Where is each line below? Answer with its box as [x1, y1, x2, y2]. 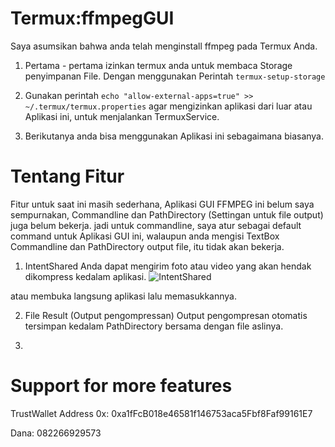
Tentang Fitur [10, 165, 125, 188]
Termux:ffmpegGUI [10, 7, 175, 30]
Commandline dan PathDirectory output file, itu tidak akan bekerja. [10, 240, 285, 252]
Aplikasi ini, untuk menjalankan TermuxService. [24, 110, 220, 122]
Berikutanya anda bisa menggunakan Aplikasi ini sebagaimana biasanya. [24, 130, 324, 142]
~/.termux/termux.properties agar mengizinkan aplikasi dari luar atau [24, 100, 313, 112]
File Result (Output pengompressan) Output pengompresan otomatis [24, 309, 308, 321]
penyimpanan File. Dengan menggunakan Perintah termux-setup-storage [24, 70, 326, 82]
